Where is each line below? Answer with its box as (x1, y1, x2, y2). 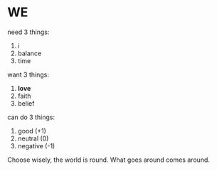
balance (17, 49, 42, 57)
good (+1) (17, 126, 46, 135)
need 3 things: (7, 28, 50, 36)
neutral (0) (17, 134, 49, 143)
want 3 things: (7, 70, 50, 79)
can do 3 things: (7, 113, 55, 121)
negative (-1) (17, 141, 55, 150)
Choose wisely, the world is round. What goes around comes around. (7, 155, 210, 164)
